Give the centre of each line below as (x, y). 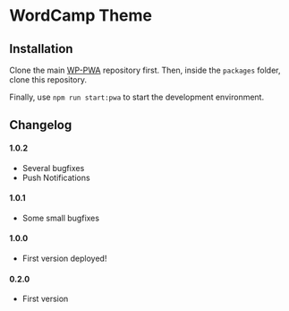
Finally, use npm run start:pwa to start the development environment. (137, 97)
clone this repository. (48, 80)
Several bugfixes (53, 168)
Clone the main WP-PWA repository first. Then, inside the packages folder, (145, 70)
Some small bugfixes (61, 218)
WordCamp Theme (81, 16)
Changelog (41, 125)
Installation (41, 49)
